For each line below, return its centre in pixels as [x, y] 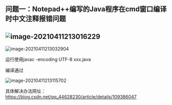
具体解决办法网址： [26, 91]
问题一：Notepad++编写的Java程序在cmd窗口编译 [86, 9]
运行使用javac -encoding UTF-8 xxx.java [48, 59]
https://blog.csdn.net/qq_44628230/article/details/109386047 [71, 97]
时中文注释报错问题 [36, 19]
